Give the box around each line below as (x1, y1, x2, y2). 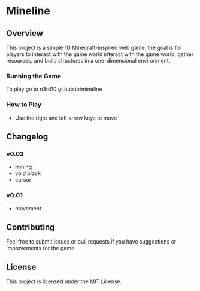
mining (14, 164, 32, 171)
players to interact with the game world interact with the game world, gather (6, 51, 194, 58)
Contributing (6, 222, 55, 232)
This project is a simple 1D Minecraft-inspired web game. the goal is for (6, 44, 182, 51)
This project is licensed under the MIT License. (6, 278, 122, 285)
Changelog (6, 131, 49, 142)
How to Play (6, 100, 42, 109)
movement (14, 204, 42, 212)
